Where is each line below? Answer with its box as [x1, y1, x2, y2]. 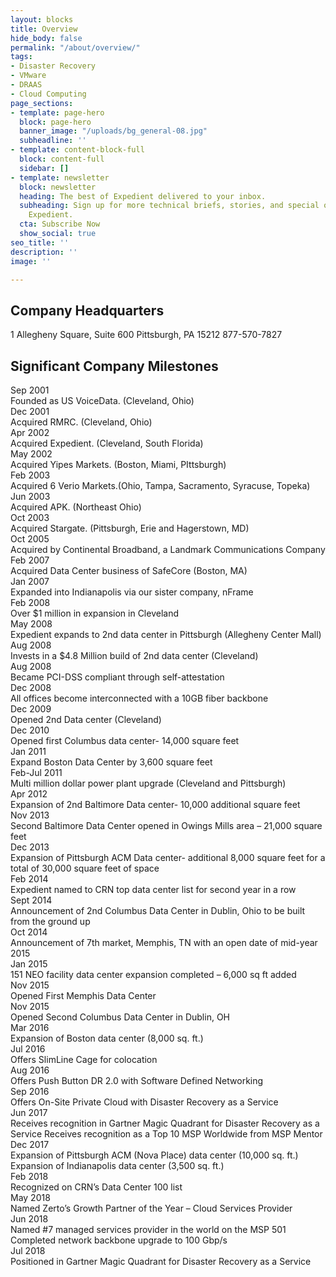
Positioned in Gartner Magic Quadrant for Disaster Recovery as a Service [10, 1256, 312, 1267]
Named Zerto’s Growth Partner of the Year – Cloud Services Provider [10, 1202, 293, 1214]
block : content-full [19, 154, 105, 164]
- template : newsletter [10, 172, 110, 183]
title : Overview [10, 24, 78, 34]
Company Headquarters [10, 302, 165, 319]
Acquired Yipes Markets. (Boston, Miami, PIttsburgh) [10, 459, 227, 470]
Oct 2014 [10, 926, 48, 938]
